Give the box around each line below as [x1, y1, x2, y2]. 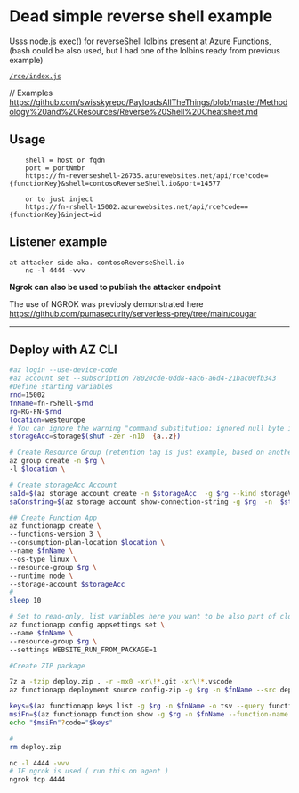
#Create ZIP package [9, 661, 86, 670]
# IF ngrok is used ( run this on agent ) [9, 767, 169, 776]
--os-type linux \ [9, 554, 77, 563]
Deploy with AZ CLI [9, 342, 117, 357]
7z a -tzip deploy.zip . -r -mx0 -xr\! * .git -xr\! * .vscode [9, 677, 233, 686]
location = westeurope [9, 416, 86, 425]
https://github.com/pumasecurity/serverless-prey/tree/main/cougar [9, 308, 257, 319]
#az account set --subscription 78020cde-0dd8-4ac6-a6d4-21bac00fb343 [9, 374, 277, 384]
